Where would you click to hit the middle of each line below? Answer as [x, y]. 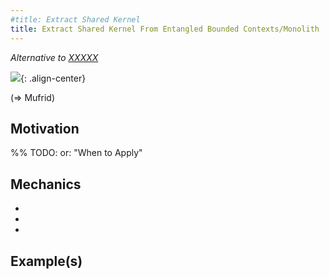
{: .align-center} [53, 78]
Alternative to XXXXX [54, 57]
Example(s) [46, 261]
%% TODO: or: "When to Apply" [76, 153]
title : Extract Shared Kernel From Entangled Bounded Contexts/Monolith [165, 29]
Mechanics [46, 184]
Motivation [45, 128]
